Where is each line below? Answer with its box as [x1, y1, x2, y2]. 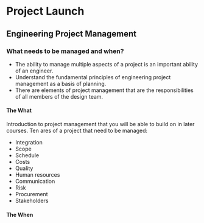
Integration [15, 139, 43, 146]
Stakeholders [15, 197, 49, 205]
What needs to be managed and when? [6, 47, 124, 55]
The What [6, 107, 32, 114]
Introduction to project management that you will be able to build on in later [6, 121, 195, 128]
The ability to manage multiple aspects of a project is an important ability [15, 60, 199, 68]
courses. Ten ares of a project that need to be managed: [6, 127, 148, 135]
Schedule [15, 152, 40, 159]
